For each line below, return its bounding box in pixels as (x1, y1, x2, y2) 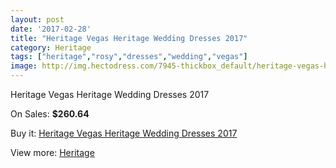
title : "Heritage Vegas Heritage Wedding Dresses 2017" (10, 33, 248, 43)
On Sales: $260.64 (10, 108, 90, 120)
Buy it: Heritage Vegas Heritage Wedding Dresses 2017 (10, 127, 238, 139)
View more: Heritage (10, 147, 95, 158)
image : (10, 61, 38, 71)
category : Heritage (10, 42, 92, 53)
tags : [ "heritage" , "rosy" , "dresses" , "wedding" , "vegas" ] (10, 52, 248, 62)
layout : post (10, 14, 65, 25)
